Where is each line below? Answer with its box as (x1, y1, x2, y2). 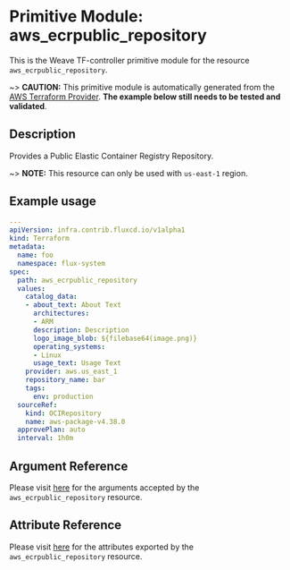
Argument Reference (9, 458, 128, 473)
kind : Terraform (9, 234, 70, 243)
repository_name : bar (25, 376, 105, 385)
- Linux (32, 351, 62, 360)
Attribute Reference (9, 517, 122, 533)
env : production (32, 392, 94, 401)
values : (17, 284, 46, 293)
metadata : (9, 242, 46, 251)
